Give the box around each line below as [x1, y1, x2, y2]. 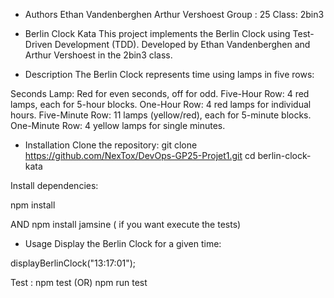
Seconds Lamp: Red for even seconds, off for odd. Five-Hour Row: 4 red [10, 88, 310, 99]
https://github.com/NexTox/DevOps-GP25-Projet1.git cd [24, 150, 256, 161]
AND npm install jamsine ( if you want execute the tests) [10, 219, 242, 230]
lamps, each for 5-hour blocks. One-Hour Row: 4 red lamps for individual [10, 99, 312, 110]
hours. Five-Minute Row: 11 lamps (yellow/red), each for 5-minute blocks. [10, 109, 312, 121]
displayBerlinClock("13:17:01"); [10, 257, 137, 269]
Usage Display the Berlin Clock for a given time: [24, 238, 222, 249]
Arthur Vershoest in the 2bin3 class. [24, 49, 173, 61]
